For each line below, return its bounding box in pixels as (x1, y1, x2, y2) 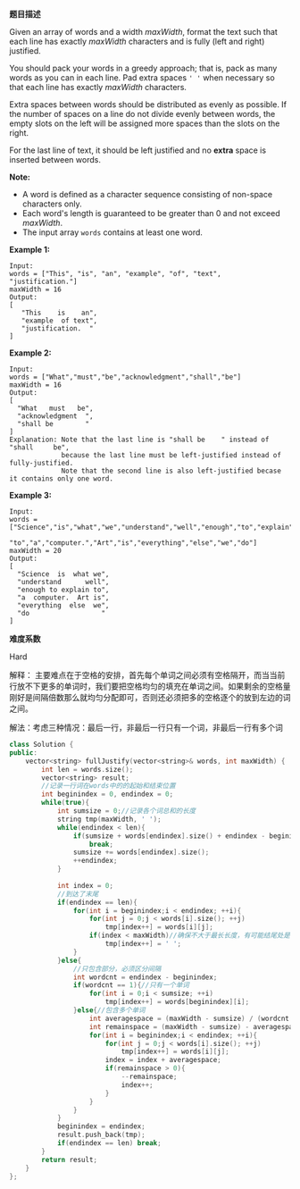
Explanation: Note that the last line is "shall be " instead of (9, 435, 270, 444)
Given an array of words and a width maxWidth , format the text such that (9, 27, 279, 37)
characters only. (21, 198, 82, 209)
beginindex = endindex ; (56, 1122, 146, 1131)
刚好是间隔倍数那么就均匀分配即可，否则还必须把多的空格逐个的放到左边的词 (9, 692, 291, 702)
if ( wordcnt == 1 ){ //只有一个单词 (72, 981, 189, 990)
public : (9, 748, 38, 758)
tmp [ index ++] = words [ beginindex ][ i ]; (104, 998, 250, 1007)
